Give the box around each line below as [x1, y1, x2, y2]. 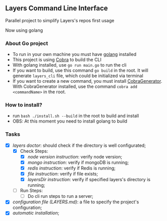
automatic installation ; [12, 210, 60, 216]
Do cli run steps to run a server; [27, 193, 93, 199]
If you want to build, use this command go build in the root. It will [12, 68, 149, 74]
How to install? [5, 101, 42, 108]
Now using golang [5, 27, 43, 33]
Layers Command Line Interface [5, 4, 108, 13]
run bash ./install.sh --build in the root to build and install [12, 113, 139, 119]
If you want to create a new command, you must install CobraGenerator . [12, 78, 162, 84]
